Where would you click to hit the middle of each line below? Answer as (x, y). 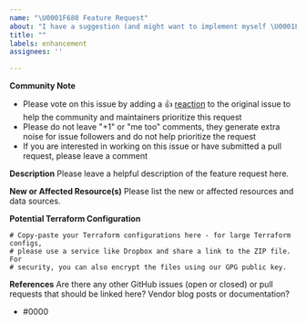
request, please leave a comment (85, 156)
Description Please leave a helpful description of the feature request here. (149, 173)
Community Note (42, 86)
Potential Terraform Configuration (75, 219)
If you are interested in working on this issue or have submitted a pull (152, 146)
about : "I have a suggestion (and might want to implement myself (138, 26)
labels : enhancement (49, 43)
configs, (26, 244)
